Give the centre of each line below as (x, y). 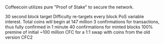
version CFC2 (19, 37)
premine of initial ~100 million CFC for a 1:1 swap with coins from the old (78, 32)
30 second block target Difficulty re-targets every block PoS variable (75, 16)
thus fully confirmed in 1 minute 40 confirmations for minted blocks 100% (79, 27)
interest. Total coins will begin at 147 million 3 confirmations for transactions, (82, 22)
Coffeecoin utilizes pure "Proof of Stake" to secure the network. (70, 7)
